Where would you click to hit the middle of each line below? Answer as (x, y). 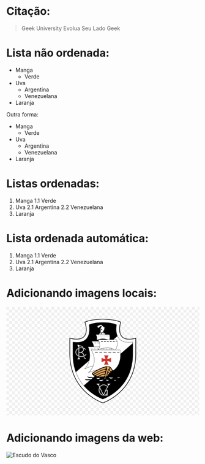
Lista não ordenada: (58, 53)
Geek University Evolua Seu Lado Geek (71, 28)
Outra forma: (22, 114)
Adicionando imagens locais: (82, 293)
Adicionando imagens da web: (85, 438)
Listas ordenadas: (53, 184)
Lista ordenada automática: (77, 238)
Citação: (28, 11)
